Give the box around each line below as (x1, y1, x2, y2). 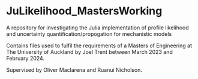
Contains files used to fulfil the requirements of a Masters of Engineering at (6, 42, 192, 49)
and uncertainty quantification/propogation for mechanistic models (6, 30, 172, 37)
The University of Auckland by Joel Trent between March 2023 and (6, 48, 173, 55)
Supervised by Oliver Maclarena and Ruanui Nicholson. (6, 66, 143, 73)
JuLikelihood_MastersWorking (6, 4, 163, 18)
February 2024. (6, 54, 45, 62)
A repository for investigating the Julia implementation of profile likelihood (6, 24, 189, 31)
